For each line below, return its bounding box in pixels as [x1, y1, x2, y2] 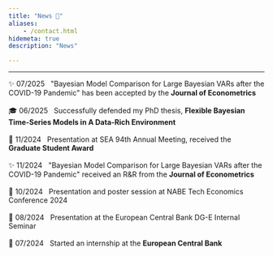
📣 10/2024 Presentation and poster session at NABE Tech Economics [8, 187, 244, 197]
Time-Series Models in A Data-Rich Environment [8, 117, 176, 127]
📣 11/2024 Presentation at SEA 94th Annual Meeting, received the [8, 134, 232, 144]
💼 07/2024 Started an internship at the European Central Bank [8, 238, 223, 248]
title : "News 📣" [8, 11, 63, 20]
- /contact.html [23, 27, 79, 35]
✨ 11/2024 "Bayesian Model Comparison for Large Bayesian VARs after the [8, 160, 262, 170]
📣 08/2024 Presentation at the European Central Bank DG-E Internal [8, 212, 240, 223]
